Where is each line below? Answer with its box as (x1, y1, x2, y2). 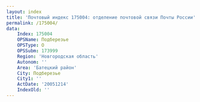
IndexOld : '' (17, 87, 50, 93)
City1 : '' (17, 76, 42, 82)
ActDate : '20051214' (17, 82, 69, 88)
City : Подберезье (17, 70, 61, 76)
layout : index (6, 8, 42, 15)
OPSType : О (17, 43, 45, 49)
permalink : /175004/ (6, 20, 59, 26)
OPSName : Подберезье (17, 37, 69, 43)
